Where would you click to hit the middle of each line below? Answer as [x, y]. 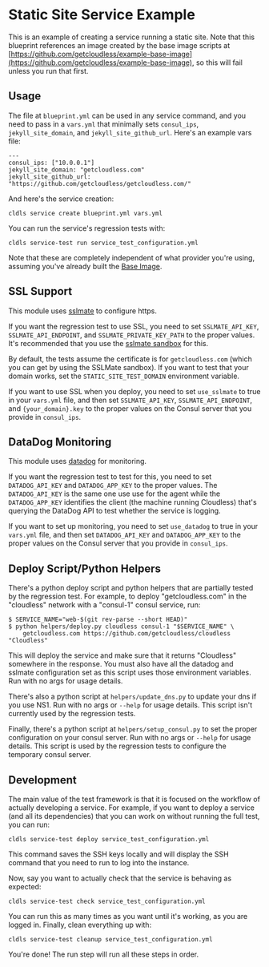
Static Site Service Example [102, 15]
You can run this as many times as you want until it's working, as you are [128, 916]
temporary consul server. [50, 755]
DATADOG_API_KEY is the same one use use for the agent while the [114, 494]
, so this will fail [217, 62]
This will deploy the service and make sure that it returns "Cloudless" [122, 655]
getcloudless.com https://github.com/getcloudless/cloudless [126, 634]
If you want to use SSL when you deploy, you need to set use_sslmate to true [134, 391]
